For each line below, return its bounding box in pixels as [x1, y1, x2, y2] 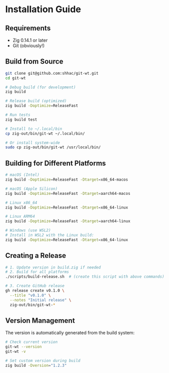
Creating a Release [5, 251, 66, 260]
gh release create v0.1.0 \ [5, 288, 65, 293]
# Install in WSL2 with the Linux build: [5, 232, 94, 238]
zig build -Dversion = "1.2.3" [5, 363, 67, 368]
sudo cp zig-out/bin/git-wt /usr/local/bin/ [5, 145, 101, 150]
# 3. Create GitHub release [5, 283, 65, 289]
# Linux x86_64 [5, 200, 38, 205]
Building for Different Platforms [5, 159, 106, 167]
